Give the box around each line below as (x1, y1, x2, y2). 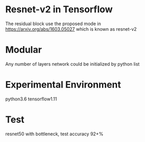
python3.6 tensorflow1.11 (5, 96, 57, 102)
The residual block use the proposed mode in (5, 21, 101, 27)
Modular (5, 44, 42, 56)
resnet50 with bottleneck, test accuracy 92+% (5, 131, 103, 137)
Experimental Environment (5, 79, 121, 91)
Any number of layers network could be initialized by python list (5, 60, 140, 67)
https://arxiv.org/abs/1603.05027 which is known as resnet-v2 (5, 26, 137, 32)
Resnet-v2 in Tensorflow (5, 4, 113, 15)
